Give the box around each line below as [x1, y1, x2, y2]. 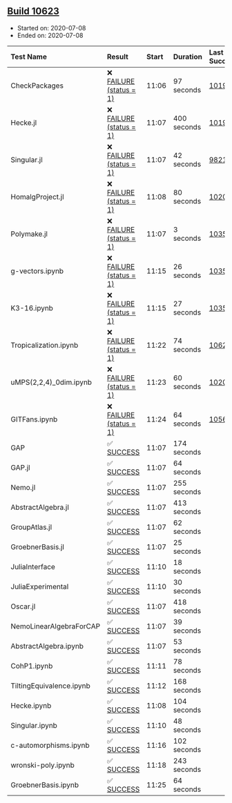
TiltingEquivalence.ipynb [10, 681, 91, 691]
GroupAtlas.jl [10, 522, 52, 532]
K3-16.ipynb [10, 303, 54, 313]
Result [106, 52, 129, 61]
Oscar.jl [10, 602, 36, 611]
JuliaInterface [10, 562, 55, 571]
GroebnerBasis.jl [10, 542, 64, 551]
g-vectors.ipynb [10, 266, 64, 275]
